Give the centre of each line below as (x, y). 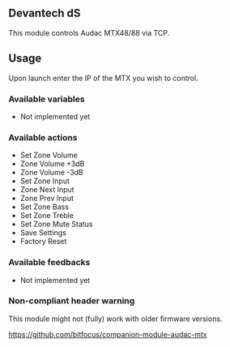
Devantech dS (45, 13)
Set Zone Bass (44, 207)
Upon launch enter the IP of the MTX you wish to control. (103, 78)
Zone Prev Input (47, 199)
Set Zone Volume (49, 155)
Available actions (43, 137)
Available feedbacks (49, 263)
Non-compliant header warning (72, 301)
